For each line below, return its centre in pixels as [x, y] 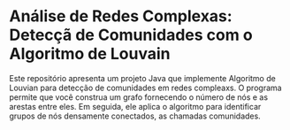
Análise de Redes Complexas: [121, 16]
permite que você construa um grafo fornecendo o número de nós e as [138, 97]
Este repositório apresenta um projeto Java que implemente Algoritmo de [142, 78]
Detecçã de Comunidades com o [131, 35]
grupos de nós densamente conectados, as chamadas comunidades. [135, 116]
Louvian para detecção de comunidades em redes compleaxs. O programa [145, 88]
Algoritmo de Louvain [90, 54]
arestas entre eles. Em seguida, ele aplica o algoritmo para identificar [135, 106]
